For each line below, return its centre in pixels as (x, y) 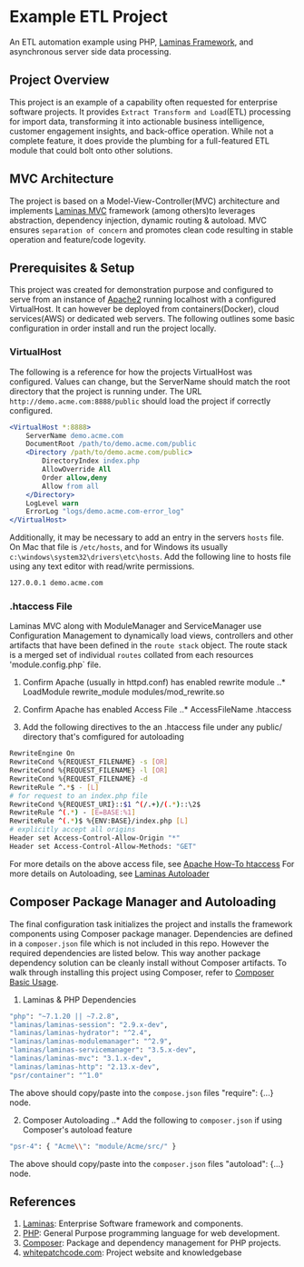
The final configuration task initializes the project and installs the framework (151, 923)
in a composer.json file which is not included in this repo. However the (139, 943)
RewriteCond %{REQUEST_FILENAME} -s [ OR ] (89, 762)
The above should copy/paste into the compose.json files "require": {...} (142, 1092)
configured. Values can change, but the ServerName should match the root (150, 381)
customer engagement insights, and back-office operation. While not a (142, 131)
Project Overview (59, 80)
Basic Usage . (34, 982)
